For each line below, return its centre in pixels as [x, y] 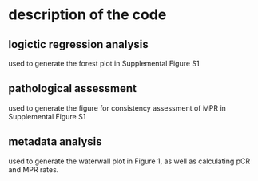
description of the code [87, 15]
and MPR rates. [34, 169]
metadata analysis [55, 142]
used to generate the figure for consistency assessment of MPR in [117, 108]
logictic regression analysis [79, 44]
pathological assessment [73, 88]
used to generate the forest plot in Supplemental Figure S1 [104, 63]
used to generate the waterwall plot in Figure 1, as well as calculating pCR [129, 161]
